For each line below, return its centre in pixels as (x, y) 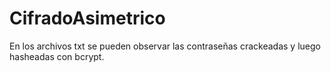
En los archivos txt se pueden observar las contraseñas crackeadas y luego (165, 46)
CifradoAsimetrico (87, 18)
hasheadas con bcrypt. (57, 56)
